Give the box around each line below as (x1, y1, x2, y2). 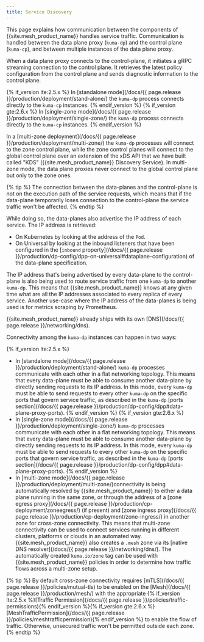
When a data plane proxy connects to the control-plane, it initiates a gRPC (6, 57, 192, 64)
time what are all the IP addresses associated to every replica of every (6, 290, 183, 297)
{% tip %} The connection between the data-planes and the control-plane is (6, 183, 198, 191)
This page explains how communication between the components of (6, 26, 178, 33)
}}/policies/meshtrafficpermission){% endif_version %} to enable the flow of (6, 615, 197, 623)
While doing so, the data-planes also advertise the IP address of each (6, 214, 181, 222)
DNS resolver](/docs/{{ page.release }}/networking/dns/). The (15, 545, 172, 553)
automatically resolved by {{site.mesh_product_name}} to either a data (15, 487, 193, 494)
